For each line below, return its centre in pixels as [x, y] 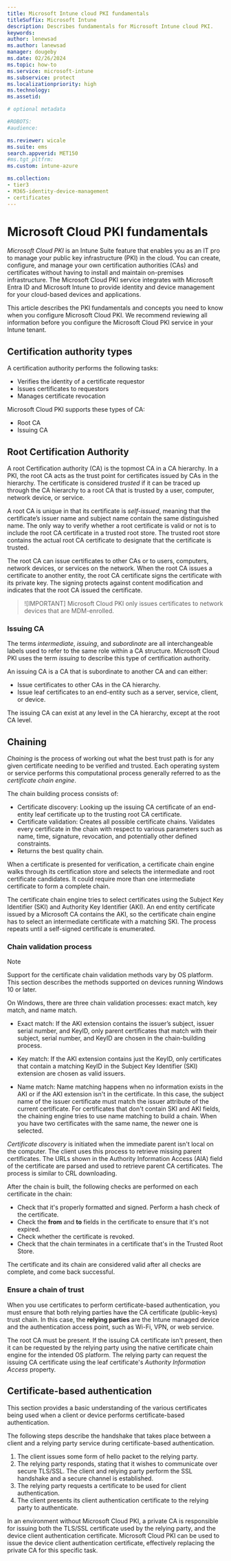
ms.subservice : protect [41, 77]
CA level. [20, 720]
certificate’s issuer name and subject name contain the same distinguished [113, 518]
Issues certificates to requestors [63, 389]
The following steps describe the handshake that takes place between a [109, 1436]
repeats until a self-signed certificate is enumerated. [81, 929]
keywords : [21, 33]
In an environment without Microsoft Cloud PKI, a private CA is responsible [113, 1521]
